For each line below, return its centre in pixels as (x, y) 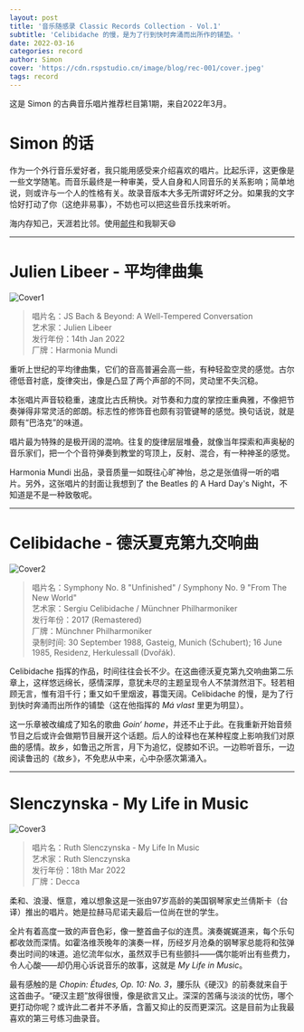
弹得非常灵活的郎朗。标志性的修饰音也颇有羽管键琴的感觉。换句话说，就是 (156, 411)
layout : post (34, 18)
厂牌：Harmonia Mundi (74, 350)
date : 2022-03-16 (42, 43)
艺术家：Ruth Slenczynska (81, 858)
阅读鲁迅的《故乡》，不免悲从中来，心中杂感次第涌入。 (110, 758)
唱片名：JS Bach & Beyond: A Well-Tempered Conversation (142, 316)
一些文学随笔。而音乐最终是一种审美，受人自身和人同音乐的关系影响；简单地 (152, 181)
